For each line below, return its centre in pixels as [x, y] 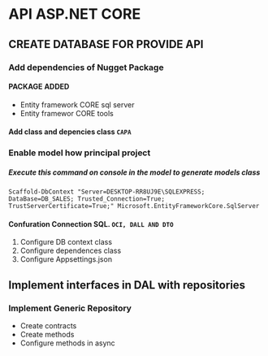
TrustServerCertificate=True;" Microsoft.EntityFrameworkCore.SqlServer [134, 206]
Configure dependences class [71, 251]
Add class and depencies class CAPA [70, 132]
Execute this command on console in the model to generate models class [134, 172]
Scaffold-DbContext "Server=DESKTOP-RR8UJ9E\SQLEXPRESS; [107, 192]
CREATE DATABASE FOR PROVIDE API [106, 44]
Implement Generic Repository [70, 308]
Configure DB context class [66, 242]
